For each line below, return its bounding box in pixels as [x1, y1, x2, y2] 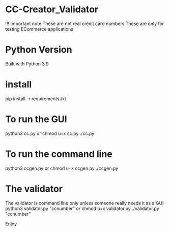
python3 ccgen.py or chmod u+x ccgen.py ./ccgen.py [5, 165, 119, 171]
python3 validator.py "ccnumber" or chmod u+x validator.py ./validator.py [5, 205, 159, 212]
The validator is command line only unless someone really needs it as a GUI [5, 200, 164, 206]
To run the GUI [5, 113, 67, 125]
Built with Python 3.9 [5, 60, 49, 67]
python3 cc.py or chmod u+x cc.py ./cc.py [5, 130, 95, 136]
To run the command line [5, 148, 113, 159]
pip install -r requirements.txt [5, 96, 66, 102]
